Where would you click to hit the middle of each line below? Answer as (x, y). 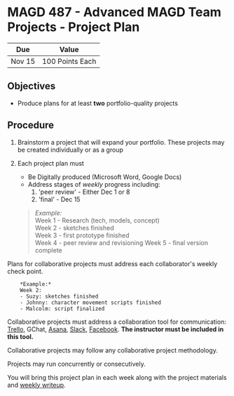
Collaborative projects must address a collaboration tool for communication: (117, 322)
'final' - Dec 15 (59, 199)
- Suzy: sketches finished (59, 296)
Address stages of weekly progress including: (94, 184)
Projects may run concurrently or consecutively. (76, 364)
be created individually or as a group (70, 150)
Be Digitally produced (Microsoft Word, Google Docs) (105, 177)
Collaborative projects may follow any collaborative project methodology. (113, 350)
